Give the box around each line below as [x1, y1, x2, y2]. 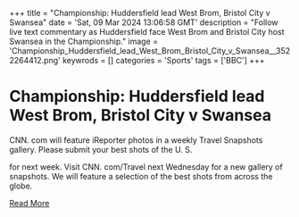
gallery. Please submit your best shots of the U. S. [9, 144, 193, 154]
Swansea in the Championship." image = [9, 36, 159, 46]
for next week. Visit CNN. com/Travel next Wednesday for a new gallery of [9, 161, 283, 172]
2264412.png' [9, 55, 61, 65]
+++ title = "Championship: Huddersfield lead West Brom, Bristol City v [9, 8, 270, 18]
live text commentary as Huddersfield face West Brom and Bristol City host [9, 27, 285, 37]
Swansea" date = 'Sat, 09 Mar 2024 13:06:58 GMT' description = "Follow [9, 17, 278, 28]
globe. [9, 180, 33, 191]
